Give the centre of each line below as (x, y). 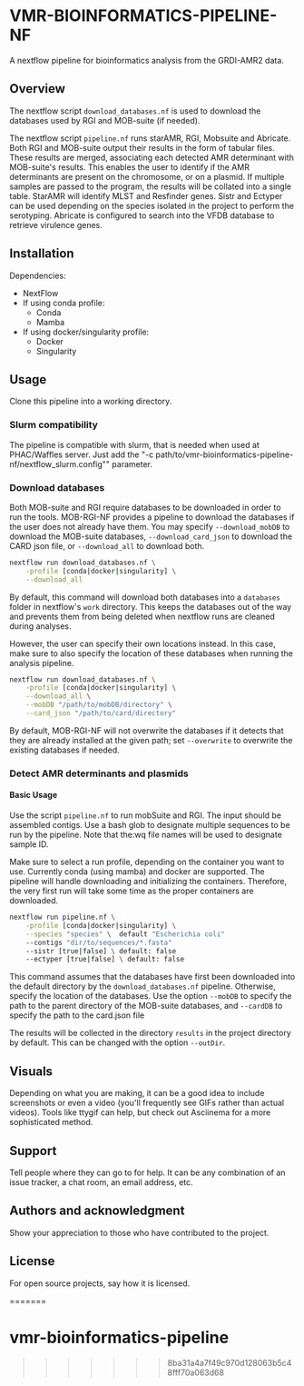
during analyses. (40, 626)
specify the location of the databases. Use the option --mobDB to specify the (151, 996)
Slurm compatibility (54, 425)
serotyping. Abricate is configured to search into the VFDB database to (142, 215)
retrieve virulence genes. (56, 224)
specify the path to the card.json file (77, 1015)
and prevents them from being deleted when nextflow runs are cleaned (142, 616)
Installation (42, 254)
